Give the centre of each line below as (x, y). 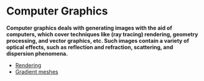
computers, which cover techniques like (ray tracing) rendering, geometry (102, 34)
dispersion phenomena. (37, 53)
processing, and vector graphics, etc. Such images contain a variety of (98, 40)
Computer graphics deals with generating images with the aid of (89, 28)
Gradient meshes (37, 71)
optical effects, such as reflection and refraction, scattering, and (90, 47)
